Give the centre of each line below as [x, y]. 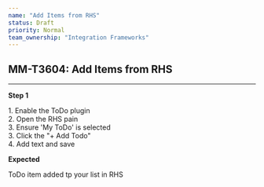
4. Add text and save [42, 144]
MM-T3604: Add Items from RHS [90, 69]
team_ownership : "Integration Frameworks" [79, 37]
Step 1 [18, 96]
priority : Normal [37, 30]
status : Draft [31, 23]
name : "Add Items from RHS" [54, 15]
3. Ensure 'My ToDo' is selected [60, 127]
